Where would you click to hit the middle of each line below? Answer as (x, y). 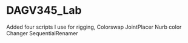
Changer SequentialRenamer (42, 33)
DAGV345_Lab (44, 10)
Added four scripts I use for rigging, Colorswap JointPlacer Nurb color (94, 27)
